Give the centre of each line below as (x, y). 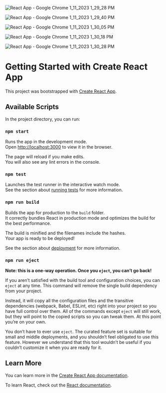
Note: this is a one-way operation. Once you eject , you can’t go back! (79, 270)
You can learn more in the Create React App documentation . (67, 375)
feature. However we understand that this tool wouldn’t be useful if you (78, 342)
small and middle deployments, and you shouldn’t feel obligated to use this (82, 337)
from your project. (24, 291)
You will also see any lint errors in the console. (53, 162)
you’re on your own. (26, 322)
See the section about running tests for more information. (64, 190)
